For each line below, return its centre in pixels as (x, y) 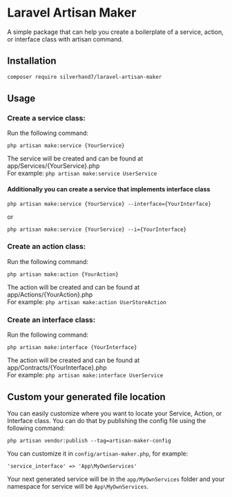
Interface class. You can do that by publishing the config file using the (107, 420)
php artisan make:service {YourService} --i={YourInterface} (97, 229)
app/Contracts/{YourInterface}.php (57, 368)
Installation (32, 61)
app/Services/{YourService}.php (54, 166)
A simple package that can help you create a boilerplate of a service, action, (116, 32)
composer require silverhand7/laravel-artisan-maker (85, 77)
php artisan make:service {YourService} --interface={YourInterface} (109, 204)
